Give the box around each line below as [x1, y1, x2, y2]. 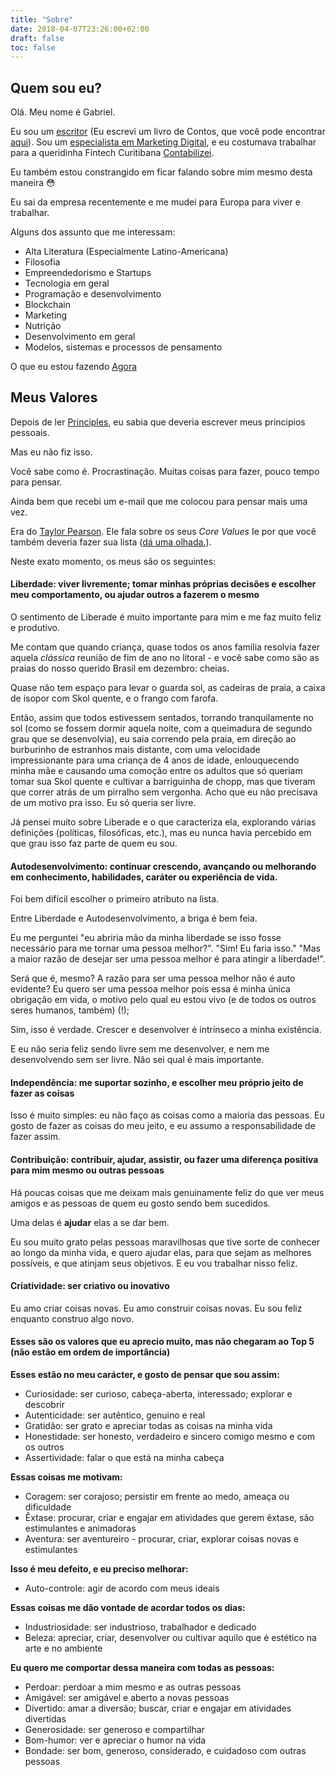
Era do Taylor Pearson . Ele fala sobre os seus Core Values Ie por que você [10, 525, 317, 537]
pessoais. [10, 426, 50, 438]
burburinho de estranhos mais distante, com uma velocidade [10, 744, 261, 756]
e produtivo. [10, 622, 60, 634]
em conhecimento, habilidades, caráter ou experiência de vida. [10, 871, 278, 883]
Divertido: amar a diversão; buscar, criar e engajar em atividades [24, 1702, 292, 1715]
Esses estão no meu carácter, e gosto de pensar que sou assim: [10, 1369, 280, 1381]
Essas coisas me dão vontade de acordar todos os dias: [10, 1602, 246, 1614]
